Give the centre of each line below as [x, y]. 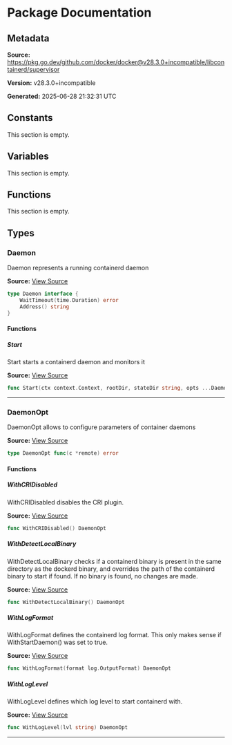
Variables [28, 157]
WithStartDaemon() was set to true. [58, 642]
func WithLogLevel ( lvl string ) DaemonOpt [68, 728]
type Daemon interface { [43, 294]
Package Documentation [79, 13]
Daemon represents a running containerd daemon [78, 268]
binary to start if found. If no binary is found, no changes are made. [103, 576]
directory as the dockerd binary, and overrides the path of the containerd [111, 569]
